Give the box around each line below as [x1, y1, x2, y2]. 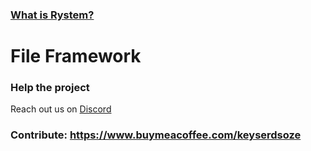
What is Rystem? [10, 8, 95, 22]
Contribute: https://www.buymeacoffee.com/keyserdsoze [10, 128, 302, 142]
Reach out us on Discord [10, 103, 112, 115]
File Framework [10, 45, 142, 68]
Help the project [10, 81, 90, 95]
